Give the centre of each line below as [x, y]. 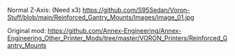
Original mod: [27, 31]
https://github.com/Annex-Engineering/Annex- [115, 31]
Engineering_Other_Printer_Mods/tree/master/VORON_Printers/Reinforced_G [117, 38]
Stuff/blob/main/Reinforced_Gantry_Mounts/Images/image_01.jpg [101, 17]
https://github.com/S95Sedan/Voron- [136, 10]
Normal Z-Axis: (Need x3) [44, 10]
